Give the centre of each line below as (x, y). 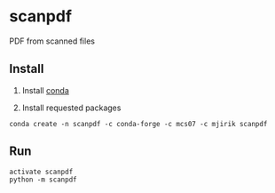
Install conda (45, 90)
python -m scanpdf (43, 180)
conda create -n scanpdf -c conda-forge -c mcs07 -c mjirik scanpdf (138, 124)
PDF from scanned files (52, 41)
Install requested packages (71, 108)
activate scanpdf (41, 172)
